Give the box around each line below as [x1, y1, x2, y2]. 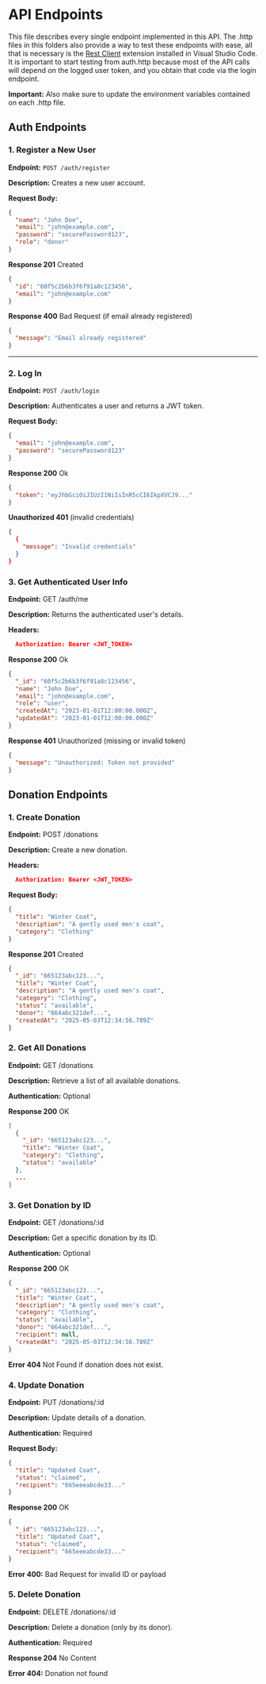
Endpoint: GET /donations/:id [8, 1217, 104, 1227]
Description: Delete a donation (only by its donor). [8, 1622, 173, 1632]
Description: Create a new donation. [8, 845, 128, 855]
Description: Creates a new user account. [8, 178, 146, 187]
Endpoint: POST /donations [8, 830, 99, 840]
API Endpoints [8, 6, 104, 24]
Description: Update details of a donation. [8, 1413, 146, 1422]
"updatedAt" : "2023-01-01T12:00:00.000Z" [15, 714, 154, 722]
